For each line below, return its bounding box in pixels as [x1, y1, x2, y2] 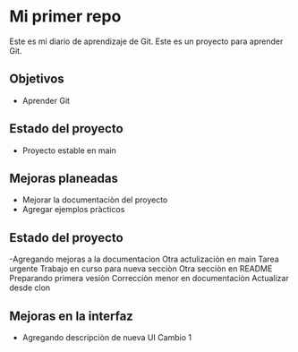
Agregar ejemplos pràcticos [21, 204, 125, 215]
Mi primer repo [9, 6, 122, 27]
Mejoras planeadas [9, 170, 119, 185]
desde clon [9, 282, 51, 293]
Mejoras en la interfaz [9, 308, 134, 323]
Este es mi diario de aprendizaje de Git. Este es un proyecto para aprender [9, 36, 284, 47]
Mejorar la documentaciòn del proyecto [21, 194, 168, 205]
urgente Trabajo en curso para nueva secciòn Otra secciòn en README [9, 263, 273, 274]
